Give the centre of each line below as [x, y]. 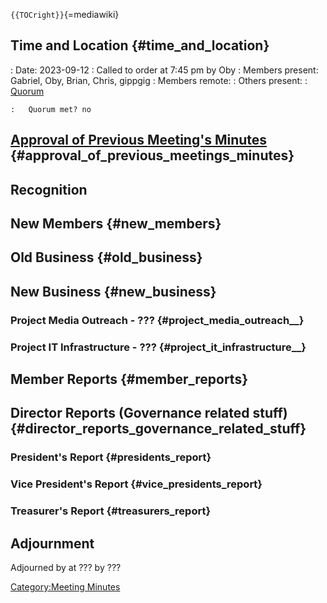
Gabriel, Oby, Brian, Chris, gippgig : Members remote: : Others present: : [159, 80]
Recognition [49, 189]
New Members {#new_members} [116, 223]
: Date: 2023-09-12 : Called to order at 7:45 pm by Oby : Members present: [164, 70]
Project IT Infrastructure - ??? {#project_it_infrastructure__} [158, 347]
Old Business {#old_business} [106, 257]
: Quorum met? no [51, 109]
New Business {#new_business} [113, 291]
